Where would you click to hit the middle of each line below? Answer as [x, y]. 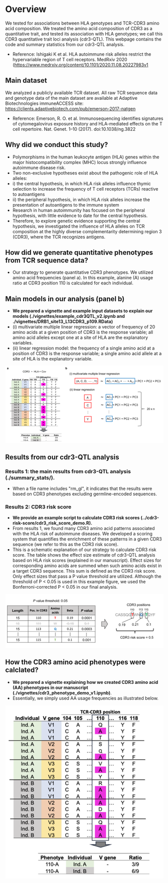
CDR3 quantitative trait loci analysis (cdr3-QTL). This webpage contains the [83, 39]
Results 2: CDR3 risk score [38, 506]
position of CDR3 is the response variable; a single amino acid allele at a [87, 354]
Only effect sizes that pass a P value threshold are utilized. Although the [87, 576]
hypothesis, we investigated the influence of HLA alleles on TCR [78, 226]
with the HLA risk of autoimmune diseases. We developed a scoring [82, 534]
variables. [23, 343]
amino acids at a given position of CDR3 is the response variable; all [83, 332]
